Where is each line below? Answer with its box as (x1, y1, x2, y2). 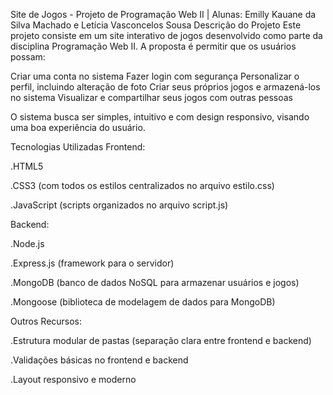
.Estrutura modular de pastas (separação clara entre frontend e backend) (10, 335, 312, 346)
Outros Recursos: (10, 315, 83, 327)
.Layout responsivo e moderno (10, 374, 137, 385)
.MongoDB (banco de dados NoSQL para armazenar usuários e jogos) (10, 277, 300, 288)
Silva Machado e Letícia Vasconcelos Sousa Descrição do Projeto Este (10, 19, 302, 31)
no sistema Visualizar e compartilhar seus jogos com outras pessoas (10, 92, 293, 103)
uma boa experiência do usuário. (10, 122, 146, 133)
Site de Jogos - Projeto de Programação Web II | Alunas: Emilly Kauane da (10, 9, 317, 20)
